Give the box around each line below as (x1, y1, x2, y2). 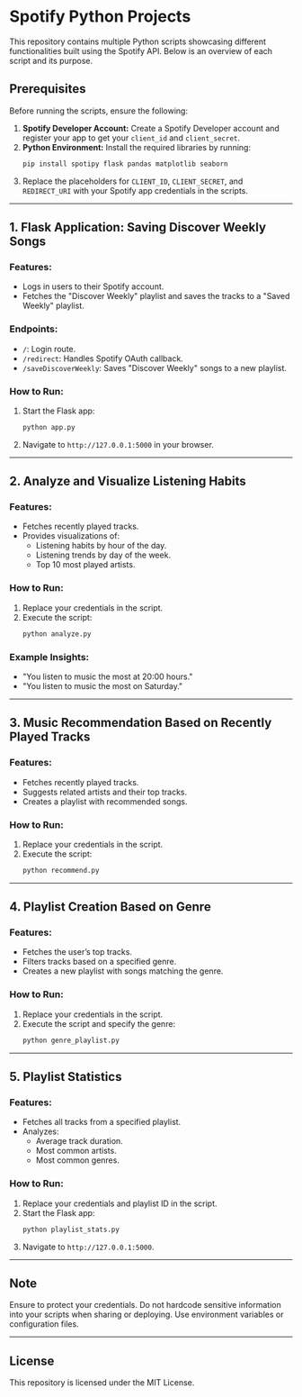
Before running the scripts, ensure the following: (9, 105, 189, 116)
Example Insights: (9, 650, 90, 663)
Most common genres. (35, 1155, 120, 1166)
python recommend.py (22, 866, 100, 875)
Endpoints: (9, 322, 58, 335)
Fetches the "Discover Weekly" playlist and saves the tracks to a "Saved (22, 291, 290, 302)
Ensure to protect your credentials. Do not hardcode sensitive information (9, 1300, 281, 1311)
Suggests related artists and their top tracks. (22, 786, 188, 797)
